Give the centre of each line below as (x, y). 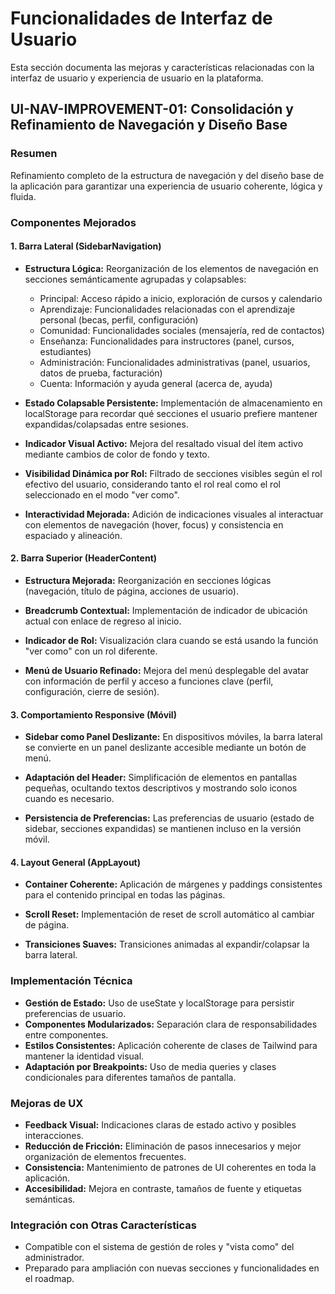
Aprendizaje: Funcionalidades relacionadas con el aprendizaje (167, 309)
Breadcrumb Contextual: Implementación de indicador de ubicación (166, 610)
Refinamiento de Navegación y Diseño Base (149, 125)
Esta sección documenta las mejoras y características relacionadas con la (162, 67)
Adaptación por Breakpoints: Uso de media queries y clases (150, 1066)
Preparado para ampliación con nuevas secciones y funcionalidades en (172, 1268)
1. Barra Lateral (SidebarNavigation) (86, 246)
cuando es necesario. (69, 799)
